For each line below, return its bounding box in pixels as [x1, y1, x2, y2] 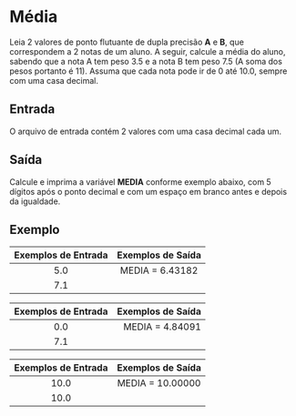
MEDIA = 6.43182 [119, 264, 199, 277]
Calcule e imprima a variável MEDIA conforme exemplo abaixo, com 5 [9, 176, 271, 188]
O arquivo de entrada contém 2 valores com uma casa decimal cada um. [9, 126, 282, 137]
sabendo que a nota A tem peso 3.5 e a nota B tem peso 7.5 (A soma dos [9, 56, 282, 66]
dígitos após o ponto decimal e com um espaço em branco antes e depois [9, 186, 288, 197]
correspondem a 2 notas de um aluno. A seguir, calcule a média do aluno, [9, 46, 286, 56]
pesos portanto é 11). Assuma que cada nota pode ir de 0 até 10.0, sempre [9, 66, 288, 76]
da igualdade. [9, 196, 61, 207]
